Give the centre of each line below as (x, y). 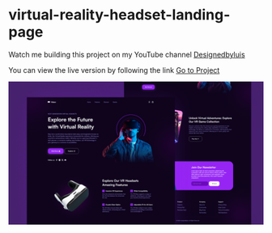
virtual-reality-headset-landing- (119, 15)
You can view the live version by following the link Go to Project (114, 70)
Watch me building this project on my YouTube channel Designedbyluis (127, 54)
